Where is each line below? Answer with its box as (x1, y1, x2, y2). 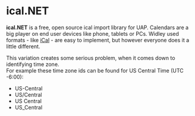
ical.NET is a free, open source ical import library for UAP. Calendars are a (6, 24, 189, 31)
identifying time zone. (6, 61, 59, 68)
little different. (6, 43, 40, 50)
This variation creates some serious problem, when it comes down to (6, 54, 175, 61)
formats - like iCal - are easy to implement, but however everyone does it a (6, 36, 190, 43)
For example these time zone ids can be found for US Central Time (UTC (6, 67, 184, 74)
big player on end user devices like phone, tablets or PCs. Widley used (6, 30, 180, 37)
